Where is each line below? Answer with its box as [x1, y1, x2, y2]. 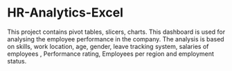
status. [7, 57, 27, 65]
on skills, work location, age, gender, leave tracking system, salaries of [7, 42, 209, 50]
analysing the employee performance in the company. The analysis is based [7, 34, 224, 43]
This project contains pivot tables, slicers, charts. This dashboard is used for [7, 28, 226, 36]
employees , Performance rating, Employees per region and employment [7, 50, 215, 58]
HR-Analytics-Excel [7, 5, 123, 21]
